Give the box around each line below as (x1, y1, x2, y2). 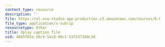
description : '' (5, 12, 38, 17)
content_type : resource (5, 7, 54, 12)
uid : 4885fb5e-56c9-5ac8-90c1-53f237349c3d (5, 35, 96, 40)
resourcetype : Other (5, 25, 48, 30)
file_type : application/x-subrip (5, 21, 74, 26)
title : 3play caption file (5, 30, 60, 35)
